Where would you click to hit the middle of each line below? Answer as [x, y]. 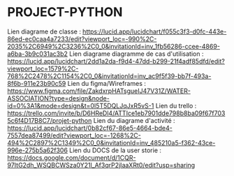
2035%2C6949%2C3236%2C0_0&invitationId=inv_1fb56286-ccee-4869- [114, 46]
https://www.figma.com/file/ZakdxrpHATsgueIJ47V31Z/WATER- [99, 91]
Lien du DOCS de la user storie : [116, 150]
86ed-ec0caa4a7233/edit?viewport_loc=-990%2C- [82, 38]
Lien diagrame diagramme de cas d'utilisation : [137, 54]
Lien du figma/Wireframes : [107, 83]
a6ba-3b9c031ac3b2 [38, 54]
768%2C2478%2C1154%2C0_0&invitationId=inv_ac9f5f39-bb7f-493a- [109, 76]
